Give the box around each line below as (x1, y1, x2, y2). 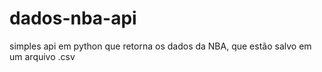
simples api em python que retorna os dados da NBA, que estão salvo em (9, 40, 312, 52)
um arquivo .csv (9, 50, 76, 62)
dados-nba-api (9, 7, 137, 30)
